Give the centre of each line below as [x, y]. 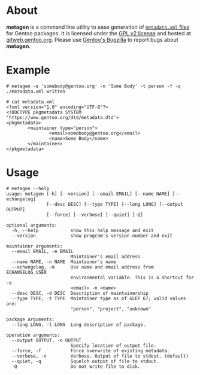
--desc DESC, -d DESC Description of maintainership [80, 293]
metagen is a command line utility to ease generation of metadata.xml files [98, 27]
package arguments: [31, 319]
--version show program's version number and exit [92, 236]
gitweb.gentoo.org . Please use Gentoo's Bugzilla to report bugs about [92, 39]
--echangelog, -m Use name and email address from [83, 267]
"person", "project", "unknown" [111, 309]
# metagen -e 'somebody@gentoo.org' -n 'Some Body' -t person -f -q [93, 86]
